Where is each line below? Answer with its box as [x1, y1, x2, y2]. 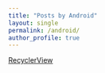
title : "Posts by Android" [8, 11, 98, 20]
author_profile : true [8, 33, 80, 42]
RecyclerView [8, 56, 53, 65]
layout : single [8, 19, 59, 27]
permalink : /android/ [8, 26, 80, 34]
